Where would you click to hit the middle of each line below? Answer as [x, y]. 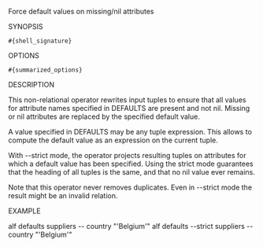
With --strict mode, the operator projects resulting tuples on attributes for [127, 155]
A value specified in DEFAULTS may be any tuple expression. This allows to [130, 132]
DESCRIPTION [31, 85]
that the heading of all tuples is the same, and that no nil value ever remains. [132, 172]
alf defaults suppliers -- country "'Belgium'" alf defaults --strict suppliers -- [131, 226]
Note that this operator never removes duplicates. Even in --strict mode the [130, 187]
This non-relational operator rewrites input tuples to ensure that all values [127, 100]
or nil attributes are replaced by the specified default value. [104, 116]
